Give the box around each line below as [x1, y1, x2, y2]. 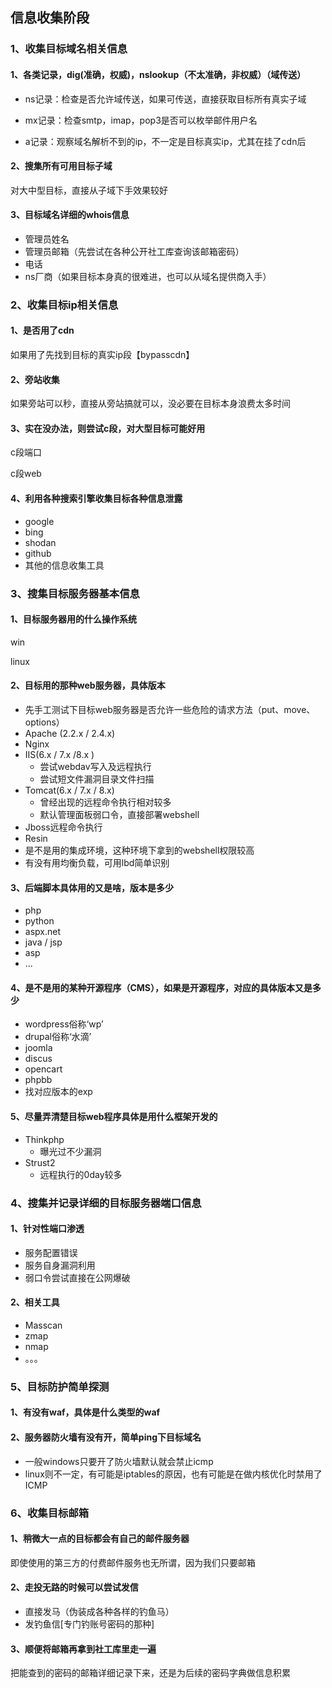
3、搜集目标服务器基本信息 [10, 586, 140, 600]
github [24, 547, 52, 559]
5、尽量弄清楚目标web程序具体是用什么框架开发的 [10, 1110, 218, 1122]
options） [24, 716, 65, 728]
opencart [24, 1063, 63, 1075]
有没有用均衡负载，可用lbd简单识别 [24, 856, 170, 868]
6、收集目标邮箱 [10, 1506, 90, 1520]
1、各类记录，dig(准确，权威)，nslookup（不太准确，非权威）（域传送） [10, 68, 307, 80]
